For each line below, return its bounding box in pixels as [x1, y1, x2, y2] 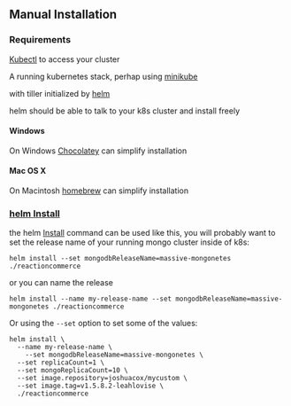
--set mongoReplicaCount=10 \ [17, 366, 128, 375]
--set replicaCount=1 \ [17, 358, 104, 367]
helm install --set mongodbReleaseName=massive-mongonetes [9, 254, 232, 263]
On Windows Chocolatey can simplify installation [9, 145, 188, 156]
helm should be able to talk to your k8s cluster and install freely [9, 105, 241, 116]
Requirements [9, 34, 72, 46]
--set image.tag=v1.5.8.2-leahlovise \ [17, 381, 165, 391]
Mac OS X [9, 166, 47, 176]
